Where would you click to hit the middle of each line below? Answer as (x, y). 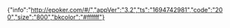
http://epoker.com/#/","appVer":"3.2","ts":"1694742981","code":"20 (127, 10)
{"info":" (19, 10)
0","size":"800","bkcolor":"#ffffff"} (56, 17)
